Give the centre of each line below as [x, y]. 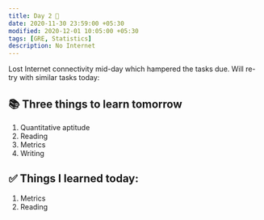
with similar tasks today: [59, 78]
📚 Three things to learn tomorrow [96, 104]
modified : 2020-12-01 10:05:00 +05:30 [73, 31]
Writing [32, 153]
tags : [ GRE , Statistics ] [50, 38]
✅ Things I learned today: [73, 179]
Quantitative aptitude [55, 127]
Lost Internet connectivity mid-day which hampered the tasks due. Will [126, 69]
